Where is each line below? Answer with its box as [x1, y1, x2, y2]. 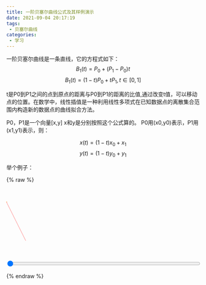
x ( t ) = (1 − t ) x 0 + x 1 [79, 139, 127, 147]
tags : [6, 20, 20, 26]
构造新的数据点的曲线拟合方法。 [17, 106, 98, 113]
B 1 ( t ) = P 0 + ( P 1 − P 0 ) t [75, 65, 131, 74]
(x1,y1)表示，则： [6, 127, 50, 134]
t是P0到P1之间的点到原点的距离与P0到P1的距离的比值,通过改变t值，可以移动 [6, 90, 198, 98]
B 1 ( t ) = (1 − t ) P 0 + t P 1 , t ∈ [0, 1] [64, 76, 142, 85]
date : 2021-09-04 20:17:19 [6, 15, 75, 21]
